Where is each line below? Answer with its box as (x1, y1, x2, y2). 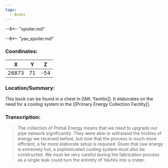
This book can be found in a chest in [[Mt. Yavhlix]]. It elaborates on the (5, 96, 153, 102)
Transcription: (5, 114, 41, 121)
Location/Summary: (5, 84, 55, 91)
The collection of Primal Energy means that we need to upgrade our (17, 125, 158, 131)
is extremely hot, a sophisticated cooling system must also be (17, 146, 145, 152)
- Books (10, 12, 26, 17)
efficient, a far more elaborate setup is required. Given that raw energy (17, 141, 163, 147)
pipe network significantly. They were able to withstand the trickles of (17, 130, 162, 136)
